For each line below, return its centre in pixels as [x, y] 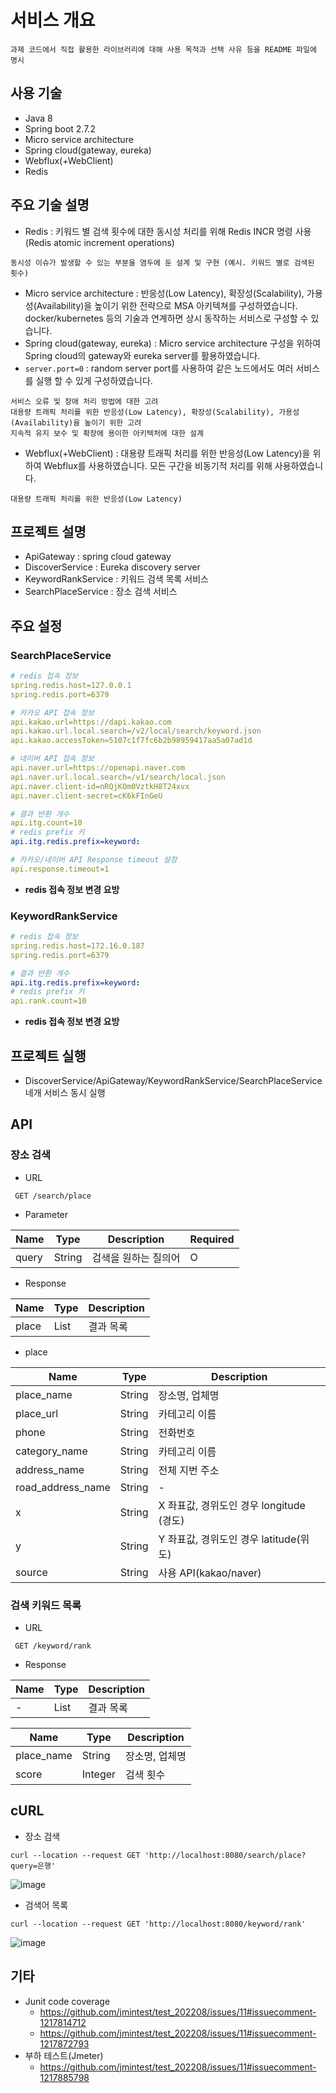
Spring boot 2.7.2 [60, 128]
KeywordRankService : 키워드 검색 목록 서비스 [116, 579]
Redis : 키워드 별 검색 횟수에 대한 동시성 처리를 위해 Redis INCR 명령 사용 [168, 231]
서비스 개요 [53, 20]
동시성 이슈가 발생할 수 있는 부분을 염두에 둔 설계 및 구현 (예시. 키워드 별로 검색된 [162, 262]
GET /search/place [53, 1196]
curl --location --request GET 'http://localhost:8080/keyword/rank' [158, 1924]
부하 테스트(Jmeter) [64, 2055]
